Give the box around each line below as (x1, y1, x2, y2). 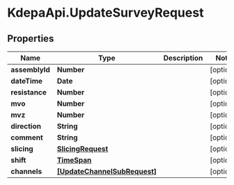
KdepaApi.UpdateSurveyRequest (7, 5, 204, 21)
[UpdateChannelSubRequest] (56, 167, 157, 176)
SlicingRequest (56, 144, 109, 154)
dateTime (10, 77, 43, 86)
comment (10, 133, 43, 142)
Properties (7, 33, 54, 45)
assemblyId (10, 65, 51, 74)
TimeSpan (56, 155, 92, 165)
